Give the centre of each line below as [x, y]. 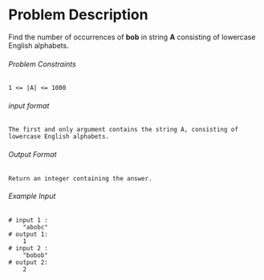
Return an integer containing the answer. [80, 178]
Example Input [32, 196]
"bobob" [35, 255]
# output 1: [28, 234]
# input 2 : [28, 248]
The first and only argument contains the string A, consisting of [124, 130]
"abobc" [35, 227]
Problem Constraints [42, 64]
